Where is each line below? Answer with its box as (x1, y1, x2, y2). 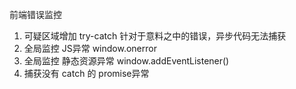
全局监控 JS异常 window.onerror (23, 43, 157, 54)
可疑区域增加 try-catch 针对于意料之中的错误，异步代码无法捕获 (23, 30, 287, 42)
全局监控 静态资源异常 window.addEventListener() (23, 55, 230, 67)
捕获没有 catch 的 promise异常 (23, 68, 150, 79)
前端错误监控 (9, 9, 62, 20)
